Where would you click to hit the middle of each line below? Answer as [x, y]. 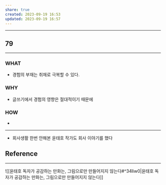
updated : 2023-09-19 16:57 [33, 19]
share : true [17, 10]
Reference [21, 154]
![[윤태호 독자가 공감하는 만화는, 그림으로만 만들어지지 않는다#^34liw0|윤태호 [80, 171]
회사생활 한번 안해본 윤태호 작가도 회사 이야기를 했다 [62, 138]
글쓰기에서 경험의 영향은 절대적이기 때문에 [53, 99]
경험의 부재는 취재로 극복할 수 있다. [46, 75]
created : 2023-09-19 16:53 [33, 14]
